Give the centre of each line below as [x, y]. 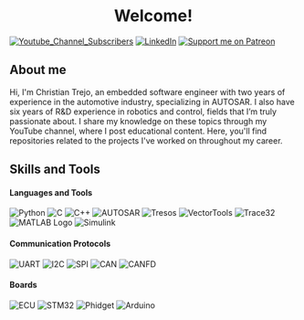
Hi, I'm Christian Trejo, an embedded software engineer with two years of [147, 91]
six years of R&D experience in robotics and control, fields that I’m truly [143, 112]
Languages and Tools [51, 192]
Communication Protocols [60, 243]
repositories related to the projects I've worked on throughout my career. [146, 140]
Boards [24, 285]
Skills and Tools [55, 170]
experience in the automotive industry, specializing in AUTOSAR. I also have [152, 101]
